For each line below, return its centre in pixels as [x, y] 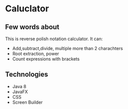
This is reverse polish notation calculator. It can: [54, 39]
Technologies [27, 75]
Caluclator [27, 9]
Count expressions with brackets [46, 59]
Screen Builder [28, 102]
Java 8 [19, 86]
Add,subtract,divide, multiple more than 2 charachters [67, 48]
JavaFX [20, 92]
